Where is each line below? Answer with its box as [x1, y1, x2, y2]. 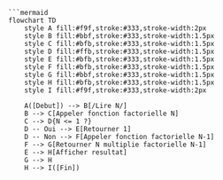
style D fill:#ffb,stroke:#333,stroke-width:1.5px [24, 47, 215, 56]
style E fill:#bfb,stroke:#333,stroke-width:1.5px [24, 55, 215, 64]
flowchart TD [8, 16, 57, 25]
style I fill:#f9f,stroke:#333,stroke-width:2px [24, 86, 207, 95]
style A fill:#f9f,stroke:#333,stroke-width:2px [24, 24, 207, 33]
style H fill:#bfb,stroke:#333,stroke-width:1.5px [24, 78, 215, 87]
